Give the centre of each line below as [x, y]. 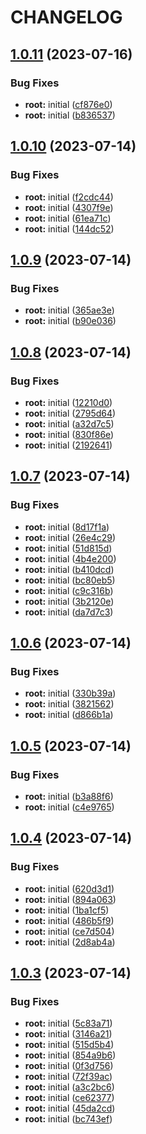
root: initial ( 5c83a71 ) [68, 1023]
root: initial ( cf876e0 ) [68, 104]
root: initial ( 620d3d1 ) [69, 888]
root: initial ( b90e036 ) [70, 321]
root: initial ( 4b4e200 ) [70, 558]
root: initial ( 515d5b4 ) [69, 1045]
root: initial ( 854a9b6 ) [70, 1055]
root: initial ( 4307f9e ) [69, 207]
